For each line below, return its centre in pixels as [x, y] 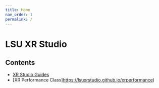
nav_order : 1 [19, 15]
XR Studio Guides [31, 75]
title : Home [18, 10]
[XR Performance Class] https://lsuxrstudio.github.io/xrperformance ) [84, 80]
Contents [20, 63]
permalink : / [19, 19]
